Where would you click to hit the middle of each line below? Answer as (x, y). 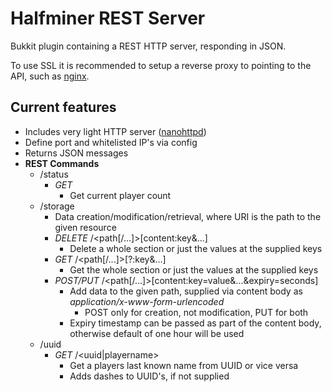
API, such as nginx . (50, 76)
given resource (85, 227)
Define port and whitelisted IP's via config (111, 142)
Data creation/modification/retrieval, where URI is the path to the (188, 216)
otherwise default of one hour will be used (157, 333)
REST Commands (62, 163)
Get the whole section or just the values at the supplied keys (194, 269)
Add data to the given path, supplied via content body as (186, 291)
